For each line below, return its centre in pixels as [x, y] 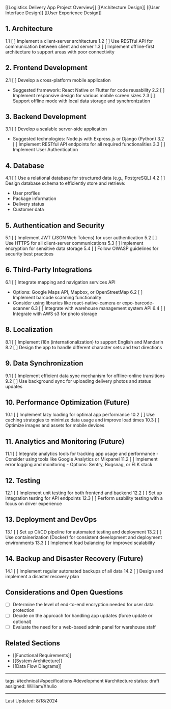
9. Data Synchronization [44, 363]
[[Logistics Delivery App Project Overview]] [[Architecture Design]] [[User [83, 7]
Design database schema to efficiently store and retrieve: [65, 183]
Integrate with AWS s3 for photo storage [55, 314]
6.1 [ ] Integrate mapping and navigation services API [61, 282]
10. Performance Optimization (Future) [67, 402]
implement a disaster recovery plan [42, 576]
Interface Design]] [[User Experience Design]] [53, 13]
